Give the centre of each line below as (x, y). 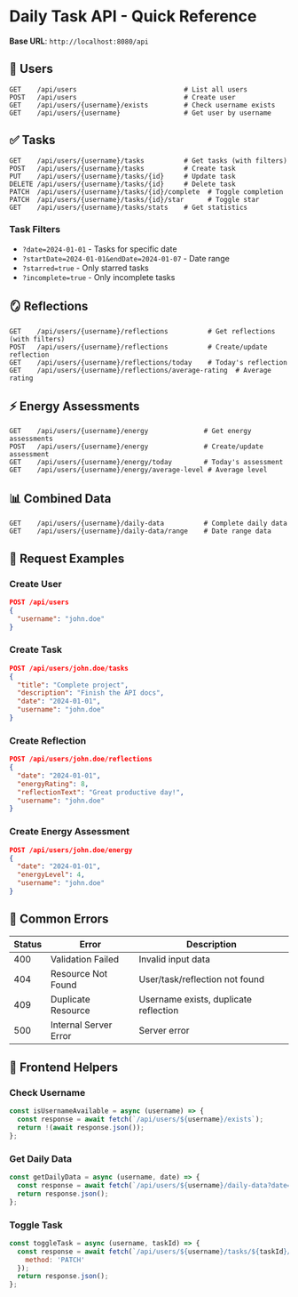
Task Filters (35, 230)
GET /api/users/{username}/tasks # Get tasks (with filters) (149, 161)
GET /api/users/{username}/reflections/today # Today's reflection (149, 362)
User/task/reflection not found (202, 979)
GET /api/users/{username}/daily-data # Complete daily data (149, 524)
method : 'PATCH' (55, 1260)
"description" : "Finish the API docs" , (91, 693)
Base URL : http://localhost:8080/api (79, 41)
